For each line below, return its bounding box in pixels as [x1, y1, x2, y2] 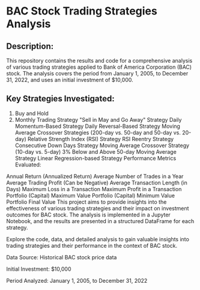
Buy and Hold [14, 110, 49, 117]
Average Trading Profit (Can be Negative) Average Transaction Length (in [6, 179, 187, 186]
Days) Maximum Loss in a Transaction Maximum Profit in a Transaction [6, 185, 182, 192]
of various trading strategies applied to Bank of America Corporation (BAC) [6, 63, 192, 71]
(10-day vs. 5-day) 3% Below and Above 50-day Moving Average [14, 148, 177, 155]
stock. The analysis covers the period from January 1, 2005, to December [6, 70, 189, 77]
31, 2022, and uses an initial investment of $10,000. [6, 77, 133, 83]
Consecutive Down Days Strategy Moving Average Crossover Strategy [14, 142, 190, 149]
